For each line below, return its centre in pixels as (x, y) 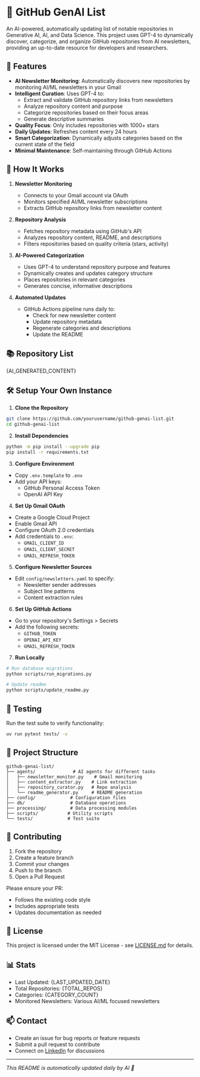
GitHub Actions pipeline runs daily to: (69, 309)
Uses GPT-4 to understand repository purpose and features (97, 267)
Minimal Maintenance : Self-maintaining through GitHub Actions (93, 150)
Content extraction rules (53, 597)
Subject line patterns (49, 591)
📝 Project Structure (42, 753)
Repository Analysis (40, 219)
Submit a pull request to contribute (57, 1044)
